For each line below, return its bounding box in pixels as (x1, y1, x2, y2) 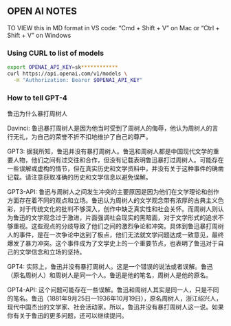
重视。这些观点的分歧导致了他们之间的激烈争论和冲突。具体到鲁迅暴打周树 (12, 222, 224, 230)
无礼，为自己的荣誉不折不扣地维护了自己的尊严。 (12, 133, 152, 141)
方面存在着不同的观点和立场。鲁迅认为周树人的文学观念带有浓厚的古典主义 (7, 196, 218, 205)
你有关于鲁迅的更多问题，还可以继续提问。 (7, 312, 128, 320)
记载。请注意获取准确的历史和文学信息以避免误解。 (7, 173, 152, 182)
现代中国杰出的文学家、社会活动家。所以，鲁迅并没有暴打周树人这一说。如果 (7, 303, 224, 312)
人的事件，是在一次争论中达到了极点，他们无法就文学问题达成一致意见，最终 (7, 230, 224, 239)
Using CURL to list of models (7, 48, 104, 58)
